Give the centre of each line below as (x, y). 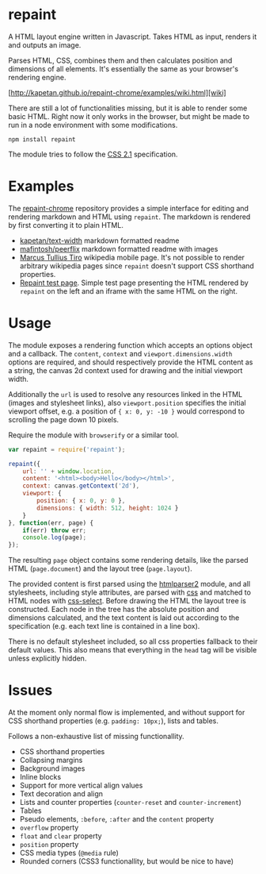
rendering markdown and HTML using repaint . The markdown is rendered (129, 217)
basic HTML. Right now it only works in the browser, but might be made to (129, 116)
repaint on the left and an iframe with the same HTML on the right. (128, 291)
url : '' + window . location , (68, 471)
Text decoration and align (61, 794)
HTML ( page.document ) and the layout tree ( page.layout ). (100, 568)
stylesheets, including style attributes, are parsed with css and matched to (130, 592)
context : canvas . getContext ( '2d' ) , (81, 486)
